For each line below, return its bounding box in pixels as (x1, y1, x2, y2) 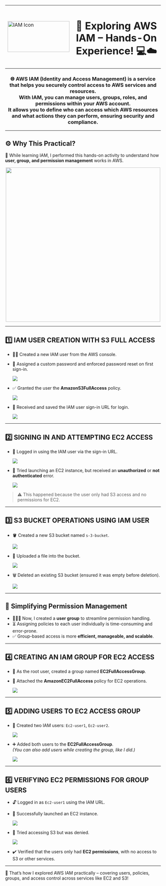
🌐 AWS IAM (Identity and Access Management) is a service (10, 76, 156, 82)
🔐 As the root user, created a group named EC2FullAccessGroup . (12, 669, 146, 675)
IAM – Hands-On (76, 32, 157, 44)
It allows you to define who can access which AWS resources (8, 106, 158, 113)
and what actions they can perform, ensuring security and (11, 113, 155, 120)
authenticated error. (12, 473, 54, 479)
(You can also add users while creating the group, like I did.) (12, 747, 135, 753)
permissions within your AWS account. (35, 100, 131, 107)
